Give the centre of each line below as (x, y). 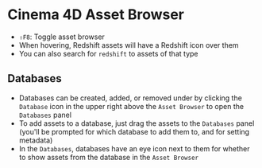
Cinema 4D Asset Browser (96, 15)
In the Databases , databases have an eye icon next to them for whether (134, 148)
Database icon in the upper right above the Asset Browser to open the (131, 106)
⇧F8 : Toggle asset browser (62, 37)
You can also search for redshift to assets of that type (108, 53)
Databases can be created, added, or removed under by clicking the (131, 98)
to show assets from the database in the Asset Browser (109, 157)
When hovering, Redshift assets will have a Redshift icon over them (129, 45)
